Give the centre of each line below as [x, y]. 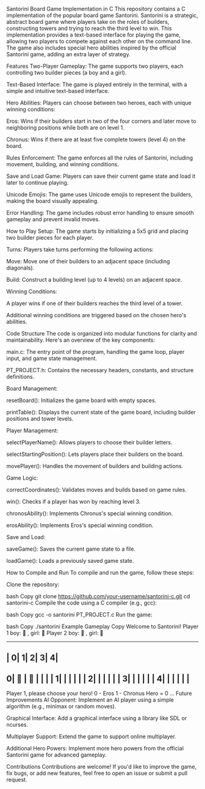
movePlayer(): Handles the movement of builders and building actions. [95, 466]
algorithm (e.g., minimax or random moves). [61, 706]
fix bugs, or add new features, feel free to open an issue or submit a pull [97, 773]
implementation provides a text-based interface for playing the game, [94, 35]
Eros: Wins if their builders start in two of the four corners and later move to [101, 121]
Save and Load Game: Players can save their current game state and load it [101, 176]
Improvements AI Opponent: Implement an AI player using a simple [90, 700]
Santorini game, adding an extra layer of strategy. [68, 54]
